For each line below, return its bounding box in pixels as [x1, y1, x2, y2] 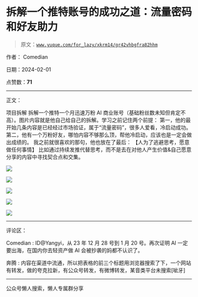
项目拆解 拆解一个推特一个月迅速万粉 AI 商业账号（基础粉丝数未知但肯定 [6, 109, 181, 116]
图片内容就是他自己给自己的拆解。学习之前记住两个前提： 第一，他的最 [18, 116, 191, 123]
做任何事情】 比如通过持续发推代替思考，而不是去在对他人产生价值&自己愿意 [6, 146, 192, 153]
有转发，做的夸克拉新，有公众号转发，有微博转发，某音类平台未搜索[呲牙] [6, 266, 186, 273]
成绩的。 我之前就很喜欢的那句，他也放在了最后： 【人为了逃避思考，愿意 [11, 138, 190, 145]
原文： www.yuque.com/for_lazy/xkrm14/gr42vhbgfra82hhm [20, 41, 158, 48]
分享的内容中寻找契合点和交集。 [6, 153, 84, 160]
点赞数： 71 [6, 78, 32, 86]
